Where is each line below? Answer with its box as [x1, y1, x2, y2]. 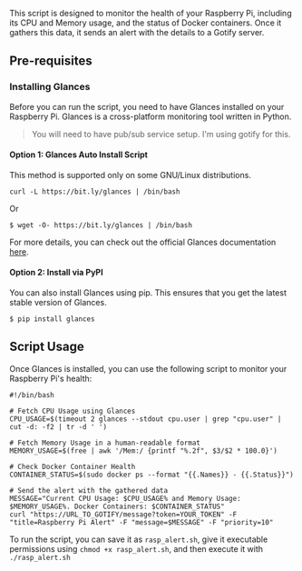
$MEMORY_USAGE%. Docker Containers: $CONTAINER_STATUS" [9, 502, 225, 511]
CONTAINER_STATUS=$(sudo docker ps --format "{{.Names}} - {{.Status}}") [9, 470, 295, 479]
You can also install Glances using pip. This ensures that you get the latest [9, 287, 287, 298]
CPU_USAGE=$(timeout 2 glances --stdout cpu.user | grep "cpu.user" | [9, 414, 282, 424]
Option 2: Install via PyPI [9, 267, 103, 278]
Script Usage [9, 339, 84, 355]
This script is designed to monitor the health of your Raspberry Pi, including [9, 8, 292, 18]
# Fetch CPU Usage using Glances [9, 406, 136, 416]
